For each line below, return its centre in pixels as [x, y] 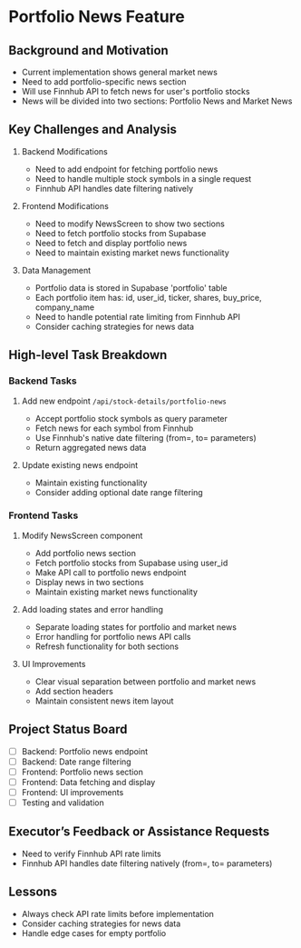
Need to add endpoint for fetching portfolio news [126, 169]
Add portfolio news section [86, 553]
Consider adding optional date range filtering [119, 492]
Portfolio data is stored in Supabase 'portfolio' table [131, 287]
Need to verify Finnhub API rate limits [92, 853]
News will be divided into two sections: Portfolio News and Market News [157, 101]
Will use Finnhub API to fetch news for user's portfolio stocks [136, 91]
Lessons [33, 892]
